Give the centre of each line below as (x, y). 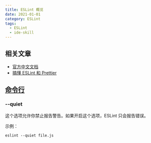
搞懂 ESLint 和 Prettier (34, 72)
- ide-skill (22, 33)
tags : (11, 23)
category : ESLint (23, 19)
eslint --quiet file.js (30, 135)
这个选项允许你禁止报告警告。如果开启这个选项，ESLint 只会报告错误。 (77, 115)
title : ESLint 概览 (24, 10)
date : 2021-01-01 (23, 14)
